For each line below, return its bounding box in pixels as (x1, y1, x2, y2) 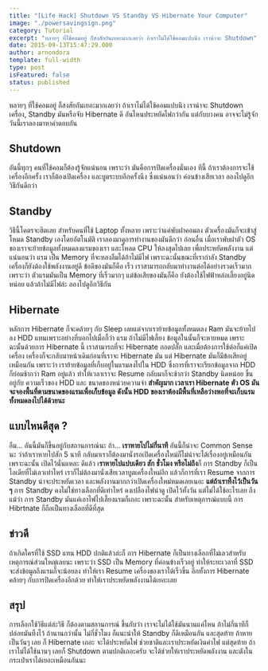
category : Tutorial (9, 26, 74, 34)
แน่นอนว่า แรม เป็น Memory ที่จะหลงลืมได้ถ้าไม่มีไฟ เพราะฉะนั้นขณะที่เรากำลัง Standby (9, 253, 247, 262)
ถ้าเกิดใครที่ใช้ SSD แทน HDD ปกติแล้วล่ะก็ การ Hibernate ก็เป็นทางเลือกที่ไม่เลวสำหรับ (9, 547, 247, 558)
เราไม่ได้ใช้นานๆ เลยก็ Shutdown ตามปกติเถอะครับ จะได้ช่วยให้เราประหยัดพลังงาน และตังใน (9, 646, 253, 656)
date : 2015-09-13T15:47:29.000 (9, 41, 113, 49)
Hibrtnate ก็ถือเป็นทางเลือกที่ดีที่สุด (9, 503, 104, 512)
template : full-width (9, 57, 81, 65)
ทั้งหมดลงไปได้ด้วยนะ (9, 395, 65, 405)
